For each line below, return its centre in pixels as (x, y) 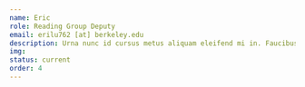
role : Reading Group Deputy (63, 26)
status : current (40, 60)
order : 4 (26, 69)
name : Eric (30, 18)
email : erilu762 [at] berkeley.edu (77, 34)
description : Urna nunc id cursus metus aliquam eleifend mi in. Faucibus (154, 43)
